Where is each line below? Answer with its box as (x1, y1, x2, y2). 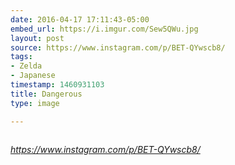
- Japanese (10, 71, 56, 81)
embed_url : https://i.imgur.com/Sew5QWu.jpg (10, 24, 199, 34)
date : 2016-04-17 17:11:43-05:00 (10, 14, 150, 25)
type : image (10, 98, 60, 108)
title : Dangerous (10, 89, 83, 99)
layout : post (10, 33, 65, 43)
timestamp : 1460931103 (10, 80, 105, 90)
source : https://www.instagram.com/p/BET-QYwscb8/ (10, 42, 226, 53)
